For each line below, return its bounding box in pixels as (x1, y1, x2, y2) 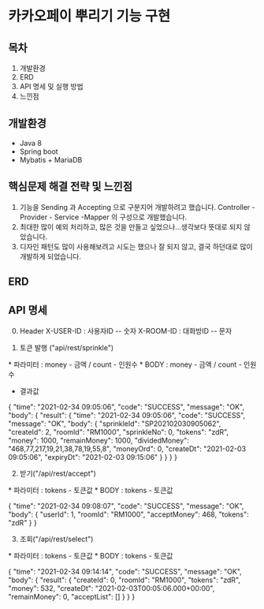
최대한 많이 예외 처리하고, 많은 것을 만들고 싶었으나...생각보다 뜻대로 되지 (19, 222, 243, 231)
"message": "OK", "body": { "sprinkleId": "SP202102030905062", (8, 419, 221, 428)
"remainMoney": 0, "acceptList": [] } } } (8, 592, 136, 601)
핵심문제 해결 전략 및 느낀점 (8, 180, 132, 193)
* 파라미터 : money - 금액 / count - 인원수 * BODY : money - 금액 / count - (8, 360, 242, 369)
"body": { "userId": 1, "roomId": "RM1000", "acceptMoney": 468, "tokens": (8, 510, 250, 519)
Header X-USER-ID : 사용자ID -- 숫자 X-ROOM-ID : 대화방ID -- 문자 (19, 326, 232, 335)
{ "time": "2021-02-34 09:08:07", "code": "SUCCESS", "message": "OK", (8, 501, 244, 510)
